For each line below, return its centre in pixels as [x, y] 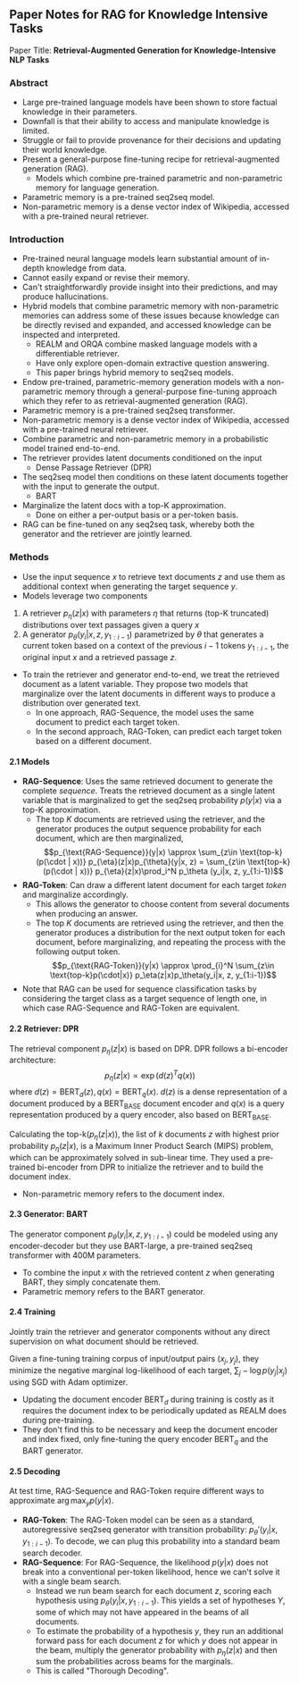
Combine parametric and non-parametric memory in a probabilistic [145, 439]
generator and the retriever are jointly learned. [107, 534]
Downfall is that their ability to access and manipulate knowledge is [145, 122]
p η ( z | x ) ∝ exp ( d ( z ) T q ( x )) [150, 1076]
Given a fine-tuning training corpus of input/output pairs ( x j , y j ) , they [134, 1359]
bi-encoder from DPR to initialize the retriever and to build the [150, 1167]
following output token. [78, 951]
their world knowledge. [64, 150]
